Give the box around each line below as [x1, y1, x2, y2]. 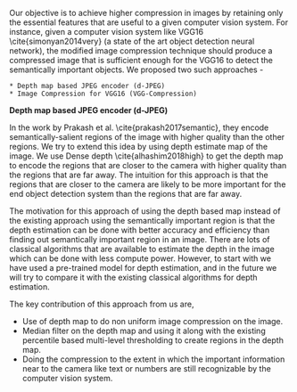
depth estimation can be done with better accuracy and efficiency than [9, 225, 270, 235]
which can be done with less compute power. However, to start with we [9, 253, 272, 264]
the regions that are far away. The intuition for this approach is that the [9, 169, 269, 180]
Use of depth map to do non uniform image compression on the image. [21, 316, 284, 326]
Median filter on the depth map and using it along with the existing [21, 325, 266, 336]
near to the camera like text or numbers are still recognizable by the [21, 363, 272, 373]
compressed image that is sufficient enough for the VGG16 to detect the [9, 55, 274, 65]
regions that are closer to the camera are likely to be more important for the [9, 179, 286, 190]
